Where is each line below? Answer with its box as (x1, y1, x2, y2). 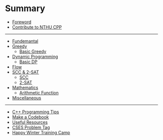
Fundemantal (12, 38, 39, 44)
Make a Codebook (12, 114, 49, 120)
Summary (5, 3, 45, 14)
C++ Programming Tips (12, 109, 59, 115)
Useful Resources (12, 119, 48, 125)
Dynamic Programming (12, 53, 58, 59)
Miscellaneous (12, 95, 41, 101)
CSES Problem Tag (12, 124, 50, 130)
